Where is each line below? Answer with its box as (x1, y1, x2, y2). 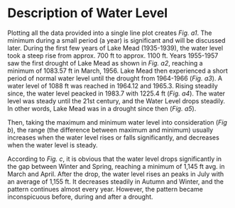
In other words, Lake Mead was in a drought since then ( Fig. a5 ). (7, 104, 197, 113)
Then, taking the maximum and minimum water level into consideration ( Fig (7, 118, 227, 126)
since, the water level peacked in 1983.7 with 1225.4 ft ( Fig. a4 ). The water (7, 89, 226, 98)
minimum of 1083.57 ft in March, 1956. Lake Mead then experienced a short (7, 66, 229, 75)
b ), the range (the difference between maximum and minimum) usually (7, 125, 214, 134)
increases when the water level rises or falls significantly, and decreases (7, 133, 220, 142)
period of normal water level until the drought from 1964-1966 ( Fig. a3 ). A (7, 73, 222, 83)
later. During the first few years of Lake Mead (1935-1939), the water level (7, 43, 224, 52)
